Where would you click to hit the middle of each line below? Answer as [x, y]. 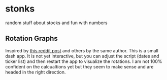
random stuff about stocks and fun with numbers [56, 23]
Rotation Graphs [31, 38]
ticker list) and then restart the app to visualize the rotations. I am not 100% [84, 61]
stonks [20, 9]
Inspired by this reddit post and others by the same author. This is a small [82, 50]
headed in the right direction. [36, 72]
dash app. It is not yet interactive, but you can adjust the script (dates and [82, 56]
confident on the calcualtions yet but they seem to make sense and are [79, 66]
